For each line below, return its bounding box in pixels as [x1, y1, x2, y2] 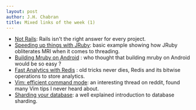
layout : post [6, 8, 38, 15]
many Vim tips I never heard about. [14, 85, 99, 92]
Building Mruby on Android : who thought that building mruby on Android [14, 54, 190, 61]
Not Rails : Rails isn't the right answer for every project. [14, 36, 146, 43]
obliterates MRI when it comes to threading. [14, 48, 120, 55]
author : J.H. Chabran [6, 14, 59, 20]
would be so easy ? [14, 60, 61, 67]
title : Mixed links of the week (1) [6, 19, 95, 25]
